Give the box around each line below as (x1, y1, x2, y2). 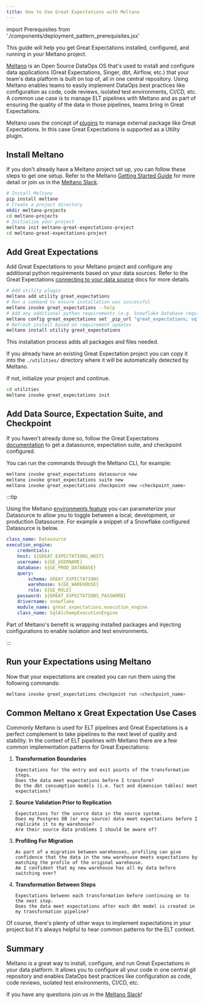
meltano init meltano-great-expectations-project (6, 224, 135, 230)
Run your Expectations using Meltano (6, 657, 152, 667)
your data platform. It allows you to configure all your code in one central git (6, 966, 196, 973)
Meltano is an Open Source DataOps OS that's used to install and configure (6, 62, 195, 69)
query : (17, 570, 34, 576)
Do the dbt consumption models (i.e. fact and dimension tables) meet (15, 783, 198, 789)
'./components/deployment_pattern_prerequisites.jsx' (6, 32, 140, 40)
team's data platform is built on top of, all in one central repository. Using (6, 75, 188, 82)
